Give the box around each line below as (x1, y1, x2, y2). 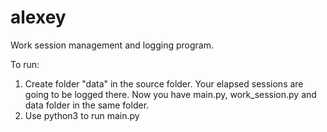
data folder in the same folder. (24, 99, 150, 111)
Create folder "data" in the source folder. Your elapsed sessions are (24, 77, 304, 90)
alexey (10, 6, 67, 29)
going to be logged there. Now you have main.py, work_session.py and (24, 88, 317, 100)
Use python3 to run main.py (24, 109, 140, 121)
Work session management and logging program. (10, 39, 214, 51)
